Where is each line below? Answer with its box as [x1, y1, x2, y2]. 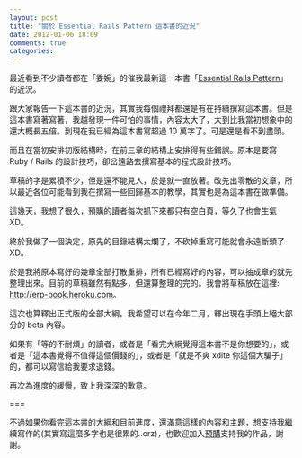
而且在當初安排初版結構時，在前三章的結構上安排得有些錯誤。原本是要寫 [9, 145, 277, 156]
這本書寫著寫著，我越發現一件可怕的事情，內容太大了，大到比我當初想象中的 [9, 114, 293, 125]
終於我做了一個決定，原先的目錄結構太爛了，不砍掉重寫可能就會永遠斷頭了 [9, 236, 285, 247]
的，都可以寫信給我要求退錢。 [9, 362, 120, 372]
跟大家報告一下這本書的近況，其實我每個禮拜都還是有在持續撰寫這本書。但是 [9, 103, 293, 114]
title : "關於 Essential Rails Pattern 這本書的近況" [9, 22, 200, 31]
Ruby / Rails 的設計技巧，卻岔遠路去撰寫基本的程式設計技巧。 [9, 156, 236, 167]
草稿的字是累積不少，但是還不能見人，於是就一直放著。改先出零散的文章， [9, 175, 285, 186]
